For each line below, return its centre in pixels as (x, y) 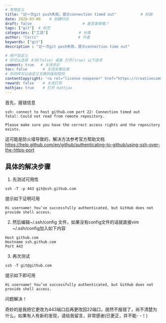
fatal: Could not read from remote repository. (55, 116)
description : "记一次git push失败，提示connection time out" (67, 47)
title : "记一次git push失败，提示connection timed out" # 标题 (79, 14)
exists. (13, 129)
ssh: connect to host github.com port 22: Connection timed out (73, 112)
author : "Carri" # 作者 (48, 38)
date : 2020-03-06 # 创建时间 (37, 19)
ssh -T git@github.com (28, 266)
